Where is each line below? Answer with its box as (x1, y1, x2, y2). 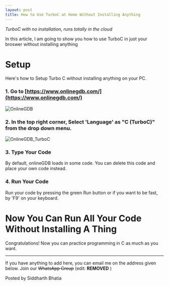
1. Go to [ (5, 88, 27, 95)
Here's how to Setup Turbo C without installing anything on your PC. (5, 75, 147, 81)
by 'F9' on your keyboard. (5, 195, 59, 201)
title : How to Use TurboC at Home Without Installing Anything (5, 12, 141, 17)
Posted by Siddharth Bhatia (5, 275, 62, 281)
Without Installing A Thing (5, 223, 117, 235)
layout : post (5, 7, 33, 13)
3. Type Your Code (5, 148, 51, 155)
